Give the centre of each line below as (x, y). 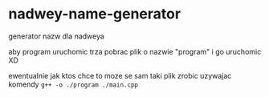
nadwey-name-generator (95, 14)
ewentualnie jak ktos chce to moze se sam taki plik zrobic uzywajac (120, 75)
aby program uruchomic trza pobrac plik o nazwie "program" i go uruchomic (135, 51)
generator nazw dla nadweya (56, 36)
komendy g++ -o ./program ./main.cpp (73, 84)
